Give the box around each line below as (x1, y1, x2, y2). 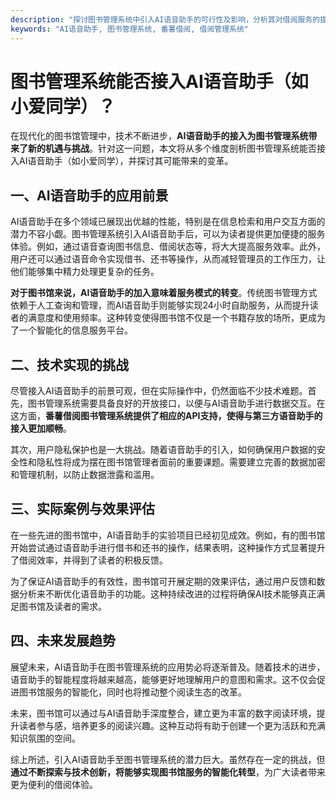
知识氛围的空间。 (10, 732, 81, 744)
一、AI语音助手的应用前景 (10, 187, 169, 204)
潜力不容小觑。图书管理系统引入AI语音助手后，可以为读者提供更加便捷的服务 (10, 228, 326, 240)
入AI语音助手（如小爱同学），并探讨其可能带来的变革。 (10, 155, 234, 167)
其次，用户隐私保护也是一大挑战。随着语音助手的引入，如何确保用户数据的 (10, 444, 317, 456)
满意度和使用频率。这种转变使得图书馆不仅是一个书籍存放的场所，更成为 (27, 312, 326, 324)
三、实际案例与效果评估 (10, 501, 155, 518)
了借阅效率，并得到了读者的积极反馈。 (10, 554, 168, 566)
